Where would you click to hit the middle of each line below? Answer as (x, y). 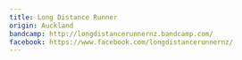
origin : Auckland (42, 26)
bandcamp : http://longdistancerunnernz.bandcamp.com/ (112, 34)
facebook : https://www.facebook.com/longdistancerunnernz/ (121, 42)
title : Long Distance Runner (63, 17)
